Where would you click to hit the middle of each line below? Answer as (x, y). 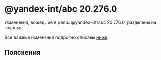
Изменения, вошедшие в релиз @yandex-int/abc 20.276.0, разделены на (80, 22)
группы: (13, 27)
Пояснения (23, 52)
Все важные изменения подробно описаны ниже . (57, 37)
